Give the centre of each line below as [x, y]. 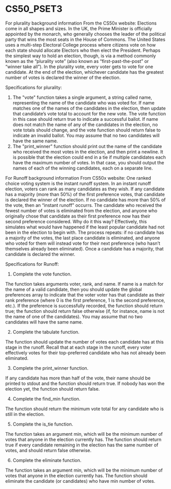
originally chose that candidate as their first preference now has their [78, 216]
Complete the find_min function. [46, 399]
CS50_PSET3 [34, 9]
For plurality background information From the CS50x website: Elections [81, 23]
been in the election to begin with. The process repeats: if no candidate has [85, 232]
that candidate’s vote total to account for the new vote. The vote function [89, 114]
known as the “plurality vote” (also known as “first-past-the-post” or [77, 61]
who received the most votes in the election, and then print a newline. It [88, 152]
